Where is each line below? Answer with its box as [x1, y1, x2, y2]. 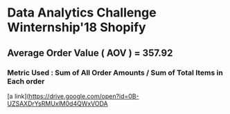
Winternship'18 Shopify [7, 19, 147, 35]
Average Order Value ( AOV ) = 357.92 [7, 47, 173, 59]
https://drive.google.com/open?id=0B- [28, 92, 140, 100]
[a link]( [7, 92, 29, 100]
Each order [7, 76, 45, 86]
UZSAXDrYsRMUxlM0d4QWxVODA [7, 99, 109, 108]
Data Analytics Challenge [7, 5, 157, 21]
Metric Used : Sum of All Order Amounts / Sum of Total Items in [7, 68, 223, 77]
